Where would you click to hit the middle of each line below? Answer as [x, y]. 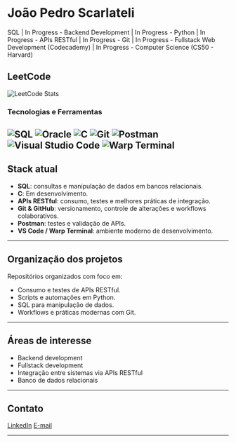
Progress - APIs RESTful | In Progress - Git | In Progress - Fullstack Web [111, 39]
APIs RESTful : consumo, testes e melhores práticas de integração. [114, 200]
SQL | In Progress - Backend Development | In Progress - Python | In [106, 32]
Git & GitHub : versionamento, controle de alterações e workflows [112, 208]
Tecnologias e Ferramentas [55, 111]
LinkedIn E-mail [30, 425]
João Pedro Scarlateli [71, 13]
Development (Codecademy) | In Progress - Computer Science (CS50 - [111, 47]
